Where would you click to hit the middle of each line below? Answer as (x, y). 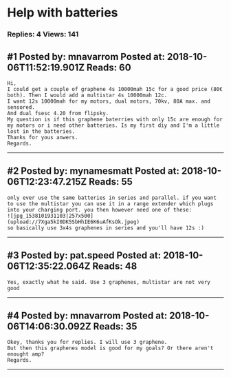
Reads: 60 (109, 67)
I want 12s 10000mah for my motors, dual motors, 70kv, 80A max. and (109, 101)
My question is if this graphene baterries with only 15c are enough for (115, 119)
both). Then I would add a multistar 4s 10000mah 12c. (87, 95)
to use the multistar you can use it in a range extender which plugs (110, 204)
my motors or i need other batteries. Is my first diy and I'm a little (113, 125)
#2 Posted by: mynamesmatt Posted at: (93, 171)
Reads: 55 (110, 182)
